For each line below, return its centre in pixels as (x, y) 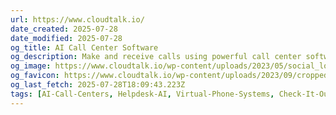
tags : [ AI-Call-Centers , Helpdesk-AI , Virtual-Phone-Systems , (142, 94)
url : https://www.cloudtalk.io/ (77, 19)
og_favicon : (35, 76)
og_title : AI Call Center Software (84, 47)
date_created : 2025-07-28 (64, 29)
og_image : (31, 66)
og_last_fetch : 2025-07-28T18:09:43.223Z (98, 85)
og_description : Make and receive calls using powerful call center (156, 57)
